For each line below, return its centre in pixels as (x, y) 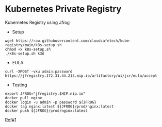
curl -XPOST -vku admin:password (39, 72)
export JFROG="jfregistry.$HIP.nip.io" (45, 93)
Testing (20, 85)
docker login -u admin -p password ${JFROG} (51, 102)
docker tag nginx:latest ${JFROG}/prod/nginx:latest (59, 106)
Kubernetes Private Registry (63, 9)
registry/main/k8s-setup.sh (33, 45)
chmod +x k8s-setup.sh (28, 49)
